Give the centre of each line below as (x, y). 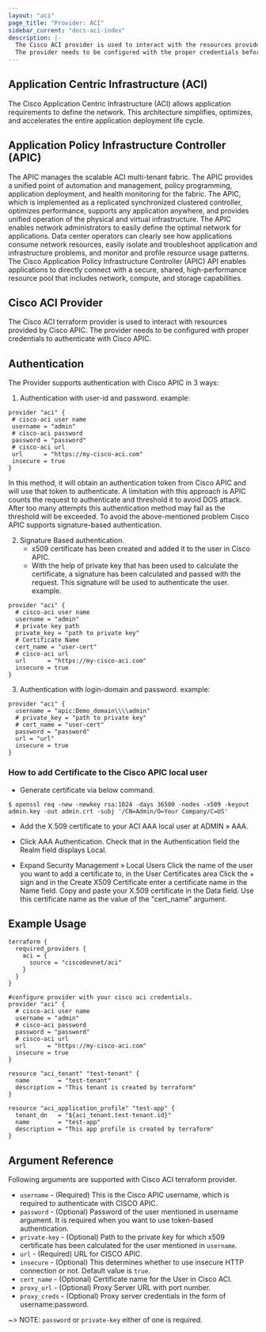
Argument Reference (61, 1160)
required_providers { (51, 949)
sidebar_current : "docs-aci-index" (67, 30)
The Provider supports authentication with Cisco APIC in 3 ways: (114, 383)
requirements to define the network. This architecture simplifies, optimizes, (131, 112)
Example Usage (47, 923)
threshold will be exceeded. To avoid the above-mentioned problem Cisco (129, 517)
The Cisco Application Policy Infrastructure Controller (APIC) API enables (127, 261)
